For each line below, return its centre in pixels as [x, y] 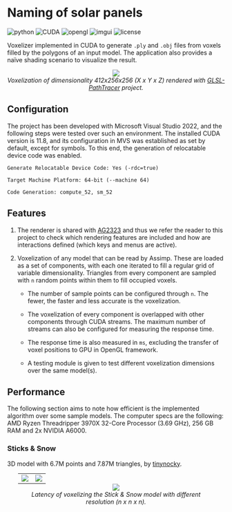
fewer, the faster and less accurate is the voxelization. [104, 301]
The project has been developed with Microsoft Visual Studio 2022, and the [115, 126]
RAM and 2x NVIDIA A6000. [47, 430]
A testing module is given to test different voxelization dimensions [121, 363]
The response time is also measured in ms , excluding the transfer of [123, 342]
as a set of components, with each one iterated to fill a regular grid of [116, 265]
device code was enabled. [45, 155]
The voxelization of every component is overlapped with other [116, 314]
